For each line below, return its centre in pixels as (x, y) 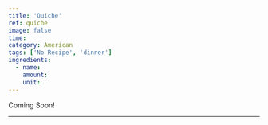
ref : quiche (28, 23)
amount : (35, 75)
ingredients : (30, 61)
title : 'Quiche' (35, 16)
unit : (32, 82)
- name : (28, 68)
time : (17, 38)
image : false (30, 30)
